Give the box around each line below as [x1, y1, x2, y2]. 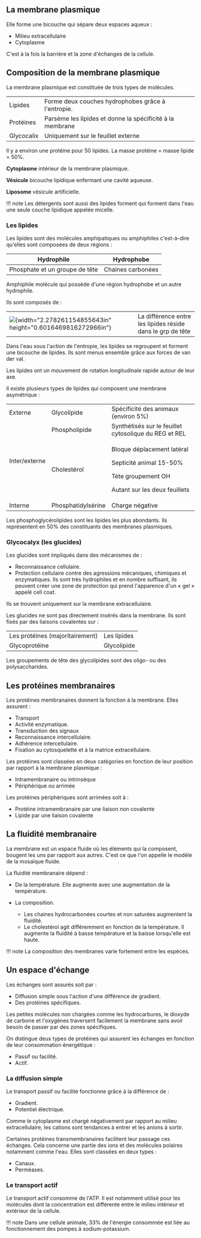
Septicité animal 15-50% [111, 458, 184, 467]
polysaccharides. [6, 663, 49, 671]
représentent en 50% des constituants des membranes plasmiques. [6, 523, 173, 530]
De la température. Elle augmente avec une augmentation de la [14, 881, 170, 888]
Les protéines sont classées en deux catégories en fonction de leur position [6, 758, 193, 765]
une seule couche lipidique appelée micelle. [6, 206, 115, 213]
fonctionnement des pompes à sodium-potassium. [6, 1225, 130, 1233]
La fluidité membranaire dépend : [6, 869, 88, 877]
